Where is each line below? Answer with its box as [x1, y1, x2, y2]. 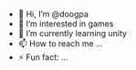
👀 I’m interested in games [17, 18, 114, 29]
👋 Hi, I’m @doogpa [17, 9, 89, 19]
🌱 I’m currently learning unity [17, 28, 128, 38]
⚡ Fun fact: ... [17, 52, 68, 63]
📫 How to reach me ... [17, 38, 103, 49]
